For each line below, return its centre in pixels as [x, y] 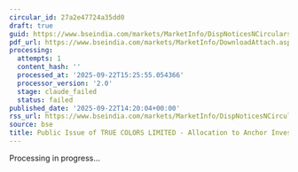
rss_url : [25, 116]
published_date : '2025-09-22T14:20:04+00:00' [94, 108]
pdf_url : [25, 42]
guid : [19, 34]
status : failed [45, 100]
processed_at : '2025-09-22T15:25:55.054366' [101, 75]
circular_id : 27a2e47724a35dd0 [67, 17]
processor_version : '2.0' [65, 83]
